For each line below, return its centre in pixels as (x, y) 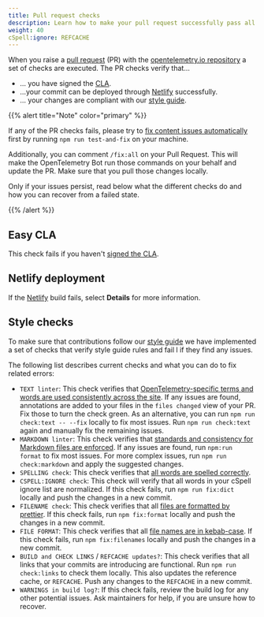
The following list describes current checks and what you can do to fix (123, 365)
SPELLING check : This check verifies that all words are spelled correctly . (135, 472)
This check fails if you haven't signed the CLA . (84, 254)
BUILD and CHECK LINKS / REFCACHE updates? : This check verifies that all (134, 556)
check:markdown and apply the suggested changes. (101, 464)
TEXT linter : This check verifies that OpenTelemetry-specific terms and (136, 388)
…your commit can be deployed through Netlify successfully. (119, 92)
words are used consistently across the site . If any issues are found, (130, 397)
